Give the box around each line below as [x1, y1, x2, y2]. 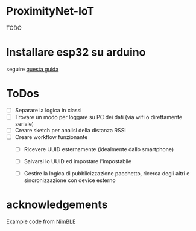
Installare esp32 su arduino [6, 45, 146, 59]
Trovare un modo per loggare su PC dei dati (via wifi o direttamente [14, 113, 183, 120]
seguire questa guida [6, 65, 59, 73]
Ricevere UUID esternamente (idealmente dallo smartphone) [24, 146, 174, 153]
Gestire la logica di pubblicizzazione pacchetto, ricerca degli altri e [24, 170, 190, 177]
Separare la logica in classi [14, 106, 82, 114]
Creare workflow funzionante [14, 134, 88, 140]
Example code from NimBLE [6, 218, 76, 225]
